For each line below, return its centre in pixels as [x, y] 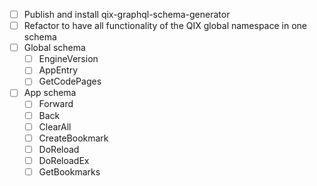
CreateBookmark [73, 138]
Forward [56, 104]
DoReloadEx [64, 160]
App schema [50, 93]
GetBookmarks [69, 171]
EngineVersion [68, 59]
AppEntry [58, 70]
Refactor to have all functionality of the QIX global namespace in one [165, 26]
